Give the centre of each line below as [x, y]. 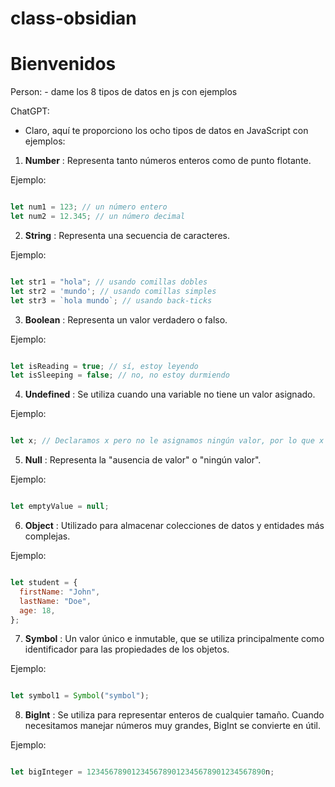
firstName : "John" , [60, 592]
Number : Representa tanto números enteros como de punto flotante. [168, 161]
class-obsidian [73, 18]
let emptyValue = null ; [60, 507]
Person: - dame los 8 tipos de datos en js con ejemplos [124, 92]
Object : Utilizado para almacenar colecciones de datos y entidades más [174, 525]
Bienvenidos [63, 64]
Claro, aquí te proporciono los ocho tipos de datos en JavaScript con [166, 131]
